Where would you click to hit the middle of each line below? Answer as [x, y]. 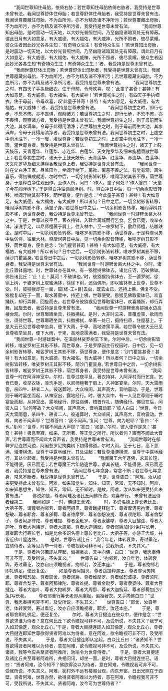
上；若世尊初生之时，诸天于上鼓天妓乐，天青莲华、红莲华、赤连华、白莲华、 [84, 157]
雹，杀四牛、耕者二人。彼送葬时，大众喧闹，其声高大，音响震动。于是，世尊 [84, 389]
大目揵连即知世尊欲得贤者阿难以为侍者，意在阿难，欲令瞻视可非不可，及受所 [84, 633]
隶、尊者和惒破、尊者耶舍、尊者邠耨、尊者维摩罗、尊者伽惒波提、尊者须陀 [82, 577]
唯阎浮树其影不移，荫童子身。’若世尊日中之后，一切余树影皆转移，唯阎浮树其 [83, 208]
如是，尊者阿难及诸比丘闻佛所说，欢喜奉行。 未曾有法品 [99, 495]
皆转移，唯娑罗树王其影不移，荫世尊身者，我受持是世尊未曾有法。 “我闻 [83, 370]
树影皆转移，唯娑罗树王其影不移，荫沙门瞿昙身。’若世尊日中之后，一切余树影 [83, 364]
